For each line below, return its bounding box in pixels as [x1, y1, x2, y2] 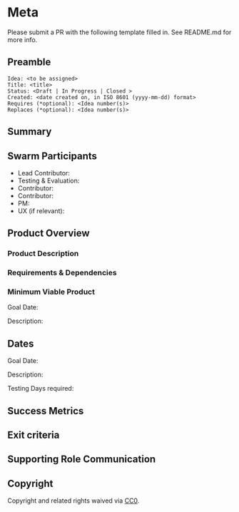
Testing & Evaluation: [17, 176, 80, 185]
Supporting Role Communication [7, 454, 156, 466]
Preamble [7, 56, 51, 68]
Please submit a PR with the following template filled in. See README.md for [7, 28, 232, 36]
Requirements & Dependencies [7, 268, 117, 278]
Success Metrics [7, 404, 84, 417]
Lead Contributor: [17, 168, 70, 177]
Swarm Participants [7, 150, 98, 162]
